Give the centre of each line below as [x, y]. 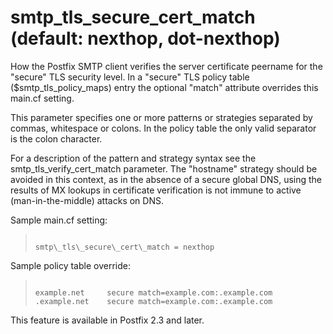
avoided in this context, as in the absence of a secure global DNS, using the [166, 179]
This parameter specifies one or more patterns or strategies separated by [161, 117]
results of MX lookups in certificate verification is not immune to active [156, 190]
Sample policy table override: [70, 265]
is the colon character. [56, 138]
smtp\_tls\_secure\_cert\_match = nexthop [124, 247]
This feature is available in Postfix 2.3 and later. [107, 320]
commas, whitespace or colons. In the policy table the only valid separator [163, 128]
